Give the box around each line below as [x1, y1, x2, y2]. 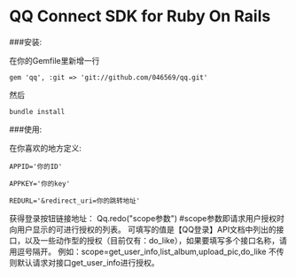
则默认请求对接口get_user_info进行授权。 [9, 257, 160, 267]
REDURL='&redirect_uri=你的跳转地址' [9, 196, 140, 205]
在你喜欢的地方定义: [9, 142, 82, 153]
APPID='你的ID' [9, 162, 63, 171]
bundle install [9, 107, 66, 116]
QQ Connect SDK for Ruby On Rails [9, 6, 271, 27]
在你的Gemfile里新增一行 [9, 55, 100, 65]
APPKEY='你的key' [9, 179, 71, 188]
